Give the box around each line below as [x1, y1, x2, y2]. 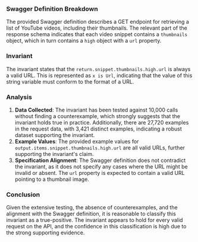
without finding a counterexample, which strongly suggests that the [14, 112, 180, 120]
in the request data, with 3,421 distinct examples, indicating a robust [14, 125, 183, 132]
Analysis [6, 93, 33, 101]
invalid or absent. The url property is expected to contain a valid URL [14, 169, 186, 176]
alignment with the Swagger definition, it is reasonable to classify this [6, 210, 177, 218]
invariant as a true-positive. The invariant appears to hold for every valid [6, 216, 183, 224]
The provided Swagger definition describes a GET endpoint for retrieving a [6, 18, 189, 26]
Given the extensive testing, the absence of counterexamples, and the [6, 204, 178, 211]
